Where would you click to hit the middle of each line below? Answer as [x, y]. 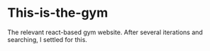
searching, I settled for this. [47, 39]
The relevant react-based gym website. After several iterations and [105, 32]
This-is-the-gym [58, 13]
